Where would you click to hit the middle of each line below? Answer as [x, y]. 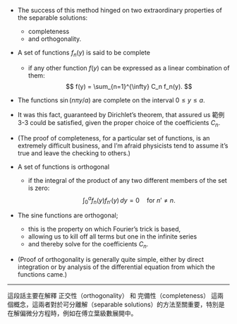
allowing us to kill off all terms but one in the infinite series [113, 236]
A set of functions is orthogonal [63, 167]
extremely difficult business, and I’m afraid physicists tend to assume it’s [123, 145]
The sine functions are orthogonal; [68, 215]
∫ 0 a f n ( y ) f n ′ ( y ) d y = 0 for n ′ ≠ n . [129, 200]
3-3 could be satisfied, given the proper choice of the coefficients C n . [119, 123]
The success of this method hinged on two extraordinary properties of [120, 10]
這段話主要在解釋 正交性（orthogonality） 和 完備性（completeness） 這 [113, 295]
